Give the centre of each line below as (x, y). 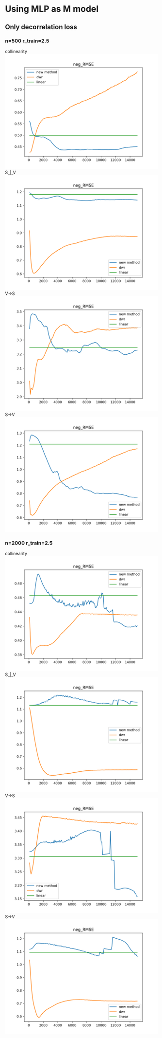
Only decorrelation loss (41, 27)
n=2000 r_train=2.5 (29, 543)
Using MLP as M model (52, 9)
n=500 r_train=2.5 (27, 41)
